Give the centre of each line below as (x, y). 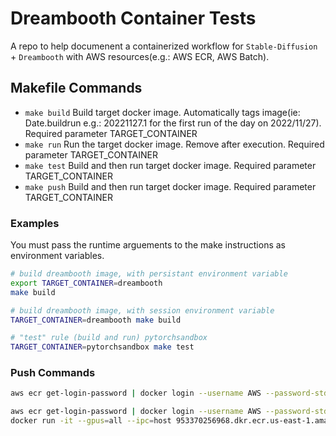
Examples (35, 223)
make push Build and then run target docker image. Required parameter (170, 186)
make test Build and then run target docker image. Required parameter (170, 165)
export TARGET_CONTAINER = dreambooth (86, 283)
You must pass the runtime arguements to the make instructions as (148, 245)
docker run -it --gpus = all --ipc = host (91, 421)
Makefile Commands (76, 88)
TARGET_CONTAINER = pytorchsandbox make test (102, 347)
